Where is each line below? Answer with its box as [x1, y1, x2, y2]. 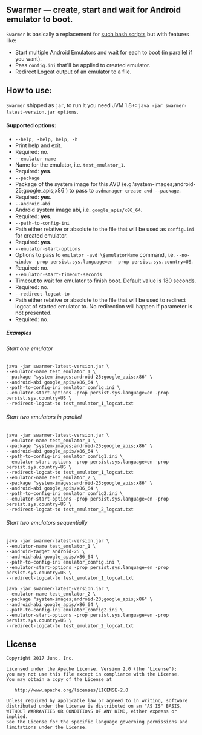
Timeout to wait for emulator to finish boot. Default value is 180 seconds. [15, 277, 197, 284]
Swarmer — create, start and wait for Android [6, 5, 181, 15]
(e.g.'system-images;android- [122, 180, 196, 187]
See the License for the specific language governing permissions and [6, 719, 188, 725]
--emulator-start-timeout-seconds [15, 271, 102, 278]
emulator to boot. [6, 15, 73, 25]
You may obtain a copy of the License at [6, 676, 112, 682]
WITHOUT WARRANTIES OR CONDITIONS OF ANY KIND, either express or [6, 708, 177, 714]
